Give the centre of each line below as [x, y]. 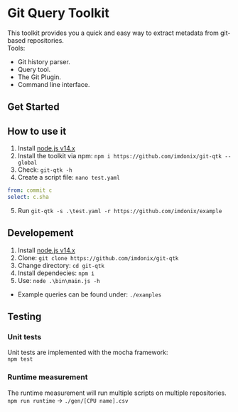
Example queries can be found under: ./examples [90, 294]
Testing [25, 317]
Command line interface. [54, 84]
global [27, 163]
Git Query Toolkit [59, 13]
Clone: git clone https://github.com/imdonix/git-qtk [98, 257]
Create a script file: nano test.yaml [69, 177]
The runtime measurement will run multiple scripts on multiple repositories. [117, 393]
